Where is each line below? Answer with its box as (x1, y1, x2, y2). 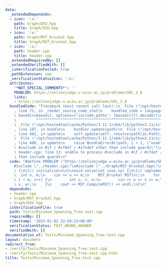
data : (5, 7, 16, 12)
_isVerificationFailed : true (9, 67, 70, 72)
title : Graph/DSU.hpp (14, 26, 58, 31)
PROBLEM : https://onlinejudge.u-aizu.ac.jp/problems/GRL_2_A (14, 90, 142, 95)
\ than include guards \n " (14, 154, 68, 159)
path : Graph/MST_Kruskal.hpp (14, 35, 74, 40)
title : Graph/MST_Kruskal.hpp (14, 40, 77, 45)
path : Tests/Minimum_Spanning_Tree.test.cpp (9, 210, 103, 215)
